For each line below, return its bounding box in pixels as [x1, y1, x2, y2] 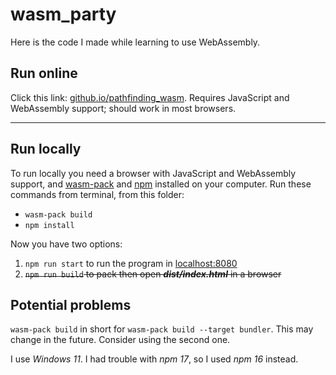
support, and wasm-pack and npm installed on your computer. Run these [10, 178, 312, 190]
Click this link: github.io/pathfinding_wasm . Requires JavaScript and [10, 91, 290, 103]
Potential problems [10, 296, 132, 313]
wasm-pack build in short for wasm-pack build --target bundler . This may [10, 323, 314, 335]
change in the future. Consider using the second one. [10, 334, 231, 346]
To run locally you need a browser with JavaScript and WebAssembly [10, 167, 297, 179]
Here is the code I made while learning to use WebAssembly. [10, 36, 261, 48]
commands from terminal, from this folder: [10, 188, 185, 200]
